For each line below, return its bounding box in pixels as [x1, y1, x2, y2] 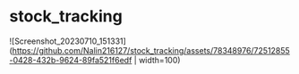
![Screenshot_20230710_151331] [9, 36, 127, 46]
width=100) [138, 54, 181, 65]
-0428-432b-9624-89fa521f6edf [9, 54, 132, 65]
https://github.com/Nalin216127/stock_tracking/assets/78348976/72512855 [12, 45, 291, 55]
